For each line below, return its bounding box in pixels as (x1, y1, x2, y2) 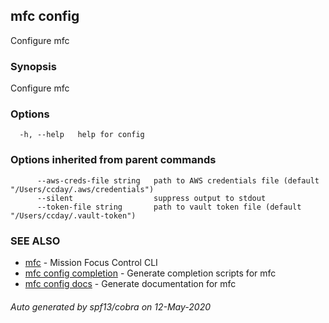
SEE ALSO (10, 234, 61, 248)
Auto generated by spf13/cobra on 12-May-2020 (10, 300, 212, 313)
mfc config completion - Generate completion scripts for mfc (24, 267, 277, 279)
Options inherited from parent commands (10, 153, 217, 167)
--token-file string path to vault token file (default (36, 202, 302, 212)
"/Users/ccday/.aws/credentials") (10, 184, 155, 194)
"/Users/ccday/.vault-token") (10, 210, 137, 221)
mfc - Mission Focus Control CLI (24, 257, 158, 268)
